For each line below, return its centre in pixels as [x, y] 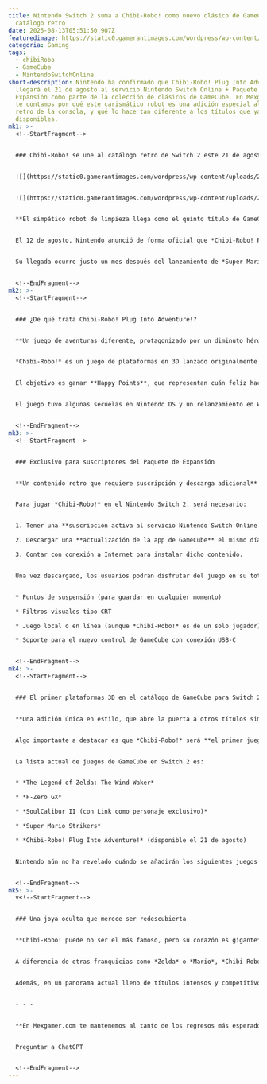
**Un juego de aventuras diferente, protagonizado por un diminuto [130, 340]
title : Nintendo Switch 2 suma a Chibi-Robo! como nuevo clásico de [124, 16]
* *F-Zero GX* [39, 797]
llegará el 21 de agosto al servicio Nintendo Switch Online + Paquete [137, 89]
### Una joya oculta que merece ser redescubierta [101, 919]
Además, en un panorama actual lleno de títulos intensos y [117, 983]
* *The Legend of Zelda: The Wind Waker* [85, 783]
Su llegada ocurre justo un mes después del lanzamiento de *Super [130, 262]
